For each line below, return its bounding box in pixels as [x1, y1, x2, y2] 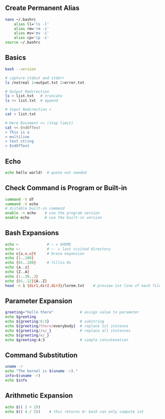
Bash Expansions [5, 229, 59, 237]
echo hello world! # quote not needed [5, 170, 87, 175]
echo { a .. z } [5, 265, 29, 270]
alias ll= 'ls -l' [14, 22, 50, 27]
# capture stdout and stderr [5, 75, 65, 80]
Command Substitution [5, 351, 78, 359]
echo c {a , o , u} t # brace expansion [5, 251, 84, 256]
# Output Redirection [5, 89, 50, 94]
